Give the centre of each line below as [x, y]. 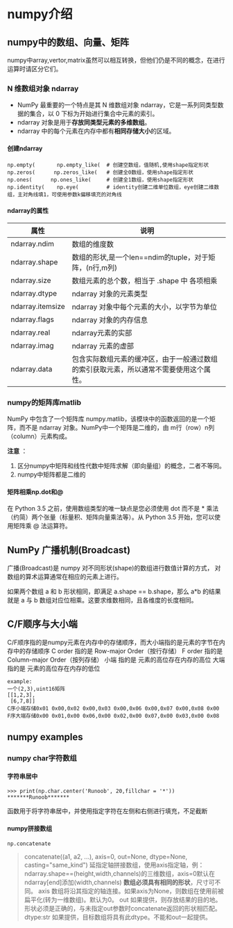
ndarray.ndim [32, 243]
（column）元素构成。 [39, 436]
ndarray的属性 [28, 211]
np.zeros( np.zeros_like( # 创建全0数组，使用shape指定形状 [101, 172]
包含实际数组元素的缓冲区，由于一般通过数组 [145, 359]
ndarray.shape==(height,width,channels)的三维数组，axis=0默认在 [120, 873]
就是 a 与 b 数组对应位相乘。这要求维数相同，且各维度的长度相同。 [102, 600]
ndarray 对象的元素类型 [110, 294]
